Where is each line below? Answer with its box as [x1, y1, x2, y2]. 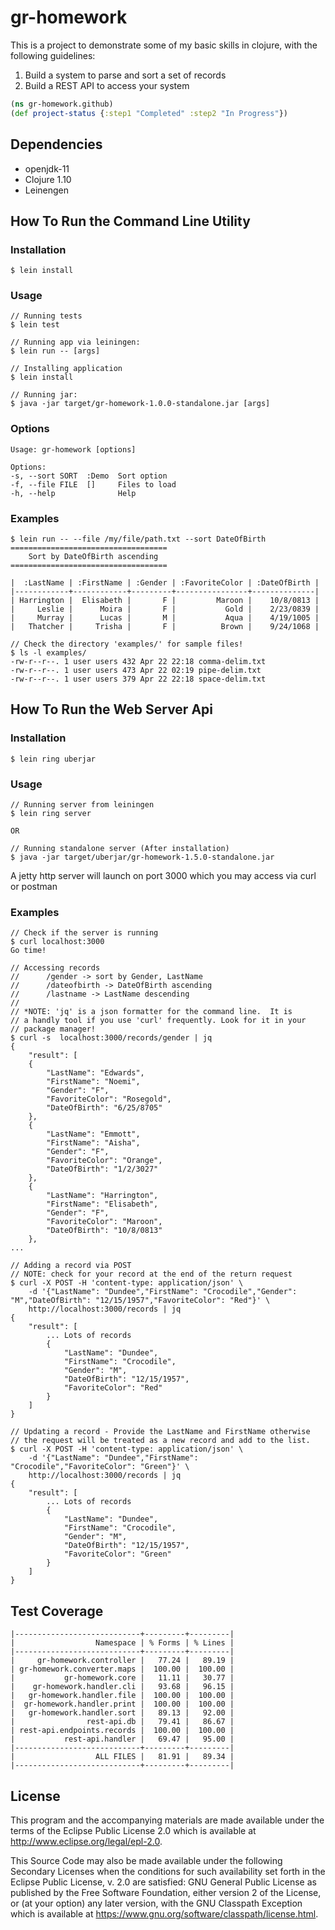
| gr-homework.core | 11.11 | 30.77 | [10, 1673, 235, 1683]
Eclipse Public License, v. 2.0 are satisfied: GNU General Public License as [10, 1876, 317, 1888]
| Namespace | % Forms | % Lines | [10, 1638, 235, 1648]
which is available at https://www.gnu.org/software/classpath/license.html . [10, 1907, 319, 1920]
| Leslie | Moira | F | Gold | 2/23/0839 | [10, 604, 320, 615]
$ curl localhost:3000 [10, 937, 105, 947]
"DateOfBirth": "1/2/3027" [46, 1164, 159, 1175]
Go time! [10, 946, 47, 956]
